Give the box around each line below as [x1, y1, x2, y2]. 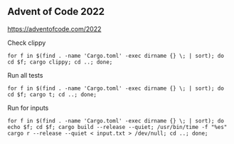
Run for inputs [7, 103, 49, 112]
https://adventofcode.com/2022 [7, 24, 102, 33]
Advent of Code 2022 [7, 6, 105, 18]
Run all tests [7, 71, 43, 79]
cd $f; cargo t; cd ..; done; [7, 91, 97, 98]
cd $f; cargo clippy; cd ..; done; [7, 58, 113, 66]
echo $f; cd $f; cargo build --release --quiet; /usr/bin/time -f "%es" [7, 123, 228, 130]
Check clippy [7, 38, 46, 47]
